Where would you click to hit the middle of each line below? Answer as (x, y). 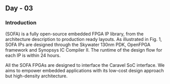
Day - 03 (19, 8)
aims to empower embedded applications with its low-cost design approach (84, 70)
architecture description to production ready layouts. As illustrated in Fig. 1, (84, 39)
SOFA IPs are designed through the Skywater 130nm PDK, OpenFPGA (78, 45)
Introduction (21, 23)
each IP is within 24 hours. (33, 55)
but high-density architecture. (37, 76)
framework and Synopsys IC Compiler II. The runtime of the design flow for (84, 50)
